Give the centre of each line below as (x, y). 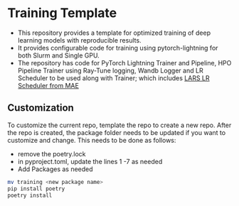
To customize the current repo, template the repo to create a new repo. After (119, 125)
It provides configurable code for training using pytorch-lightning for (118, 48)
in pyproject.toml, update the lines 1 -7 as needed (90, 161)
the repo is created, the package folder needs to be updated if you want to (117, 132)
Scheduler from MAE (48, 85)
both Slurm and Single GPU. (58, 55)
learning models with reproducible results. (79, 40)
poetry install (30, 195)
